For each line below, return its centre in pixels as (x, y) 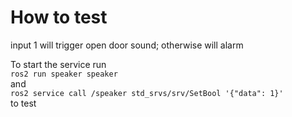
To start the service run (58, 64)
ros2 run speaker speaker (64, 74)
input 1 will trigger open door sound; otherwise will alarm (127, 45)
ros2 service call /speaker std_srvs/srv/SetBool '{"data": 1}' (147, 93)
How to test (59, 17)
